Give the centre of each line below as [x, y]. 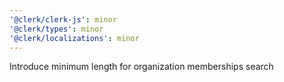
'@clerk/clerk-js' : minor [63, 19]
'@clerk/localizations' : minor [74, 38]
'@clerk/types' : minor [56, 29]
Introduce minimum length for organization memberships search [141, 67]
